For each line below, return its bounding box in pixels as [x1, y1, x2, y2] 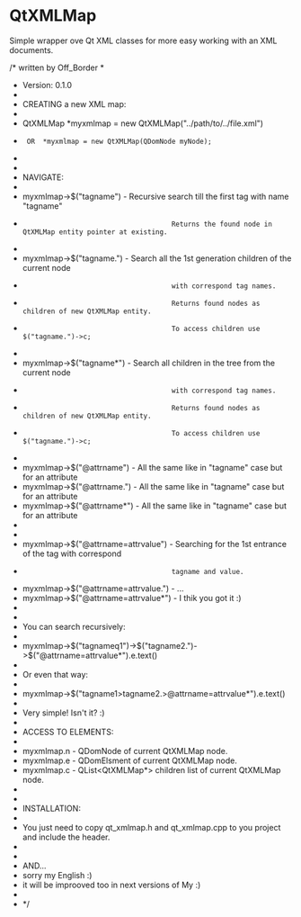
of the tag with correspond [22, 548, 122, 559]
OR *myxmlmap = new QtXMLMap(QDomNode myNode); [26, 137, 213, 146]
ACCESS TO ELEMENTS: [22, 726, 114, 737]
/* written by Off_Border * [9, 62, 105, 73]
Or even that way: [22, 669, 88, 679]
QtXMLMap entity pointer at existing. [22, 227, 168, 237]
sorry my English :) [22, 869, 93, 880]
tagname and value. [171, 567, 244, 576]
